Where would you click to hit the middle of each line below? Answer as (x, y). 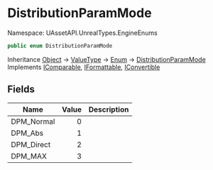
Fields (21, 89)
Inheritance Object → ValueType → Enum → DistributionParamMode (106, 59)
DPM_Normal (33, 121)
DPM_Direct (31, 144)
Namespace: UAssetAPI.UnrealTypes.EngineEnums (82, 33)
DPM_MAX (29, 156)
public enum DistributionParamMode (60, 46)
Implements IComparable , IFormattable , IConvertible (84, 67)
